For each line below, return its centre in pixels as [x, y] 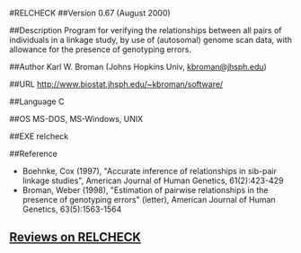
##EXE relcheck [39, 136]
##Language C [37, 101]
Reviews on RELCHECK [75, 237]
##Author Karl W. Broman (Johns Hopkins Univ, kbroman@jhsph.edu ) [138, 67]
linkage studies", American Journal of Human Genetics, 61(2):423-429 [153, 180]
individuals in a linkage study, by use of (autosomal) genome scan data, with [150, 40]
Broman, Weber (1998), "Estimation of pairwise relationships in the [145, 190]
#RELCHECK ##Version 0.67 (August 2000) [90, 13]
